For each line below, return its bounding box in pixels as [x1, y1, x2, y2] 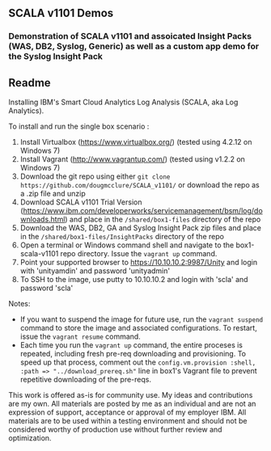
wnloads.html [19, 214, 66, 225]
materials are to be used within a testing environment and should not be [8, 416, 248, 426]
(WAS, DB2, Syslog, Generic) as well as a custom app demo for [8, 40, 260, 52]
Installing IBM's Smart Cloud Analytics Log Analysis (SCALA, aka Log [8, 97, 239, 107]
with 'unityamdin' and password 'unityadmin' [19, 266, 171, 276]
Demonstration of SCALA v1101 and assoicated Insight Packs [8, 31, 252, 42]
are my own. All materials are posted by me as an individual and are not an [8, 399, 256, 409]
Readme [8, 76, 51, 90]
